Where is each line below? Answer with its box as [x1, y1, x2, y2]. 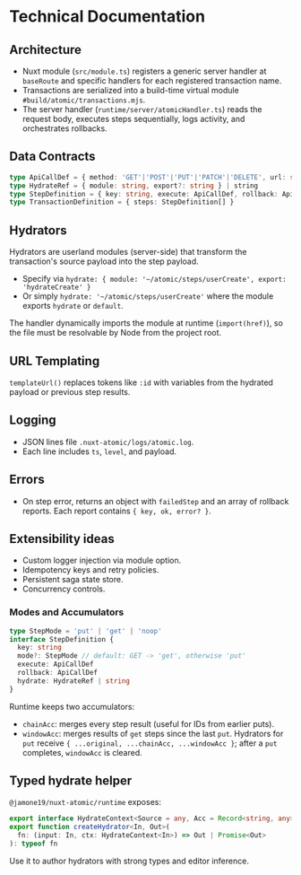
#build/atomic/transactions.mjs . [21, 94, 146, 105]
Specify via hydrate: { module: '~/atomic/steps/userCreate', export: [21, 274, 287, 284]
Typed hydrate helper [9, 774, 133, 789]
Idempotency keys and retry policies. [21, 564, 159, 575]
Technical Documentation [9, 6, 206, 27]
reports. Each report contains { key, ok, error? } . [21, 505, 212, 516]
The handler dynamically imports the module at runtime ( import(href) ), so [9, 318, 284, 328]
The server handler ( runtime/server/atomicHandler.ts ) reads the [21, 104, 262, 114]
